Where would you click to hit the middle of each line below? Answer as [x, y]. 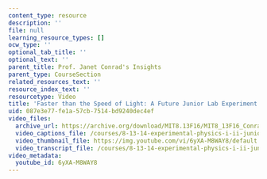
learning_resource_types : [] [56, 38]
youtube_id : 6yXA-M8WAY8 [56, 163]
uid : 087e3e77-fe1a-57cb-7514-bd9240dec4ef [81, 112]
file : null [26, 30]
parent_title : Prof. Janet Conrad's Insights [85, 67]
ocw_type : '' [30, 45]
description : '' [35, 23]
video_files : [30, 119]
